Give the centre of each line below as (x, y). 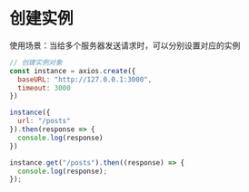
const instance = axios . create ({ (73, 71)
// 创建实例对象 (36, 62)
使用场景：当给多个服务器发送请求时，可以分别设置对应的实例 (125, 45)
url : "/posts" (44, 121)
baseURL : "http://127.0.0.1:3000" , (85, 79)
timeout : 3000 (44, 88)
